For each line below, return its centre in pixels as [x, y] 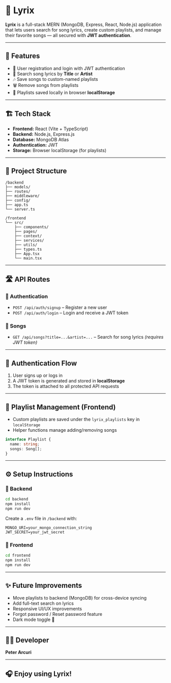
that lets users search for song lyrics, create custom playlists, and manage [83, 29]
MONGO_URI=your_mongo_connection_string [49, 528]
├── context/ [28, 236]
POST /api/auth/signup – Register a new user [60, 308]
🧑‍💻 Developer [27, 640]
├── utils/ [26, 245]
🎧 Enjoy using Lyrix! [39, 674]
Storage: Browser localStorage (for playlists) [60, 150]
